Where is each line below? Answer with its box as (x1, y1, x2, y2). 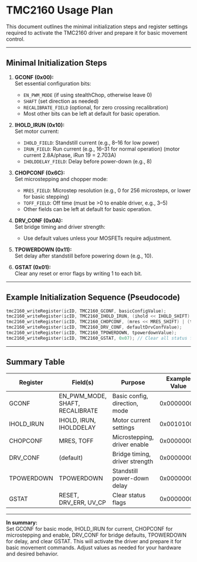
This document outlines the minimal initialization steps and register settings (6, 23, 188, 30)
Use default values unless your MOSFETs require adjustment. (23, 235, 172, 242)
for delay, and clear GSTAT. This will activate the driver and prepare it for (6, 537, 182, 544)
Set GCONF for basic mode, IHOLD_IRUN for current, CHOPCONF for (6, 525, 173, 532)
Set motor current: (14, 128, 60, 135)
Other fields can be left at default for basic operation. (23, 205, 152, 212)
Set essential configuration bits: (14, 80, 91, 87)
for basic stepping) (23, 193, 69, 200)
